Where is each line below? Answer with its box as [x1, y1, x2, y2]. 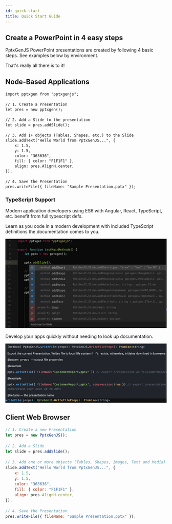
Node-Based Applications [5, 77, 90, 86]
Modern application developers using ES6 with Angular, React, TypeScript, [5, 208, 163, 214]
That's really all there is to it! [5, 62, 65, 69]
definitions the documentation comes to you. [5, 229, 100, 235]
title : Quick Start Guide [5, 13, 60, 19]
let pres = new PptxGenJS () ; [5, 432, 68, 438]
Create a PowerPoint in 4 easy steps [5, 33, 123, 42]
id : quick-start [5, 8, 40, 13]
